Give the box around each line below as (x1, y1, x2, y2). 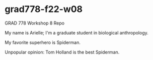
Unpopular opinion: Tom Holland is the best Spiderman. (5, 49, 120, 55)
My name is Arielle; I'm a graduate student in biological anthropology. (5, 29, 149, 35)
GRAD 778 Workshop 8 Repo (5, 20, 65, 26)
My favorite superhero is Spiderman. (5, 39, 81, 45)
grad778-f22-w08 (5, 3, 83, 15)
